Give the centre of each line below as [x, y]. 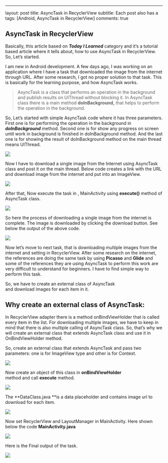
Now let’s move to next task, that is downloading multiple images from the [81, 247]
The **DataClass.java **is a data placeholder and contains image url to [79, 397]
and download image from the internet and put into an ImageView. [73, 174]
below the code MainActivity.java [40, 426]
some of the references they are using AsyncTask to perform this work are [82, 263]
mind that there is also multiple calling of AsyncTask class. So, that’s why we [84, 327]
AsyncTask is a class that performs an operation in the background [86, 92]
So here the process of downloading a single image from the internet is [78, 217]
